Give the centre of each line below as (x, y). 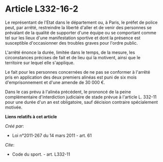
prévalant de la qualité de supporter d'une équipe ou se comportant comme (81, 32)
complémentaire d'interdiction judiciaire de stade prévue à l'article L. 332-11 (81, 97)
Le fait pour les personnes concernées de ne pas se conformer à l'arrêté (78, 72)
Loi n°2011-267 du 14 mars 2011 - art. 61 (52, 135)
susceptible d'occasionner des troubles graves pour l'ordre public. (72, 43)
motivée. (14, 107)
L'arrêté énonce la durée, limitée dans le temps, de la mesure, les (70, 52)
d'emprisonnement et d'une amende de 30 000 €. (55, 82)
